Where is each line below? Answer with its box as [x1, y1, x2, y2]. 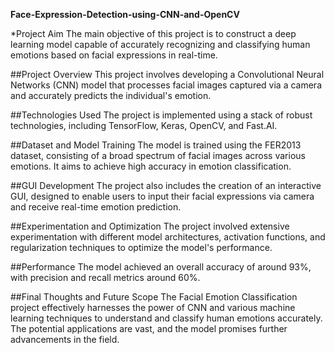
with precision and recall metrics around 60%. [10, 272, 201, 283]
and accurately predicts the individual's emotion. [10, 90, 212, 101]
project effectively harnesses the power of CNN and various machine [10, 302, 296, 313]
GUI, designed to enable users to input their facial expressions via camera [10, 190, 315, 202]
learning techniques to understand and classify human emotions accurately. [10, 312, 323, 324]
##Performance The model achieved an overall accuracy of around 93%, [10, 261, 312, 273]
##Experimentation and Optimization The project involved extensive [10, 220, 290, 232]
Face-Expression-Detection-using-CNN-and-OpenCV [10, 9, 240, 20]
